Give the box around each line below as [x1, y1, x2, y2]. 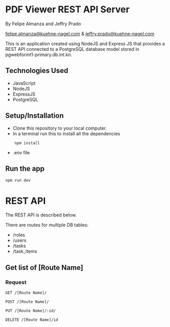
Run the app [5, 164, 45, 173]
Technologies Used [5, 66, 68, 75]
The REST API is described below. [5, 212, 77, 218]
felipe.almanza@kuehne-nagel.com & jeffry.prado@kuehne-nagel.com [5, 30, 155, 37]
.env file [12, 149, 30, 155]
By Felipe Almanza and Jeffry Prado [5, 21, 81, 27]
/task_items [12, 248, 37, 255]
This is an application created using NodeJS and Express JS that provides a [5, 40, 165, 47]
